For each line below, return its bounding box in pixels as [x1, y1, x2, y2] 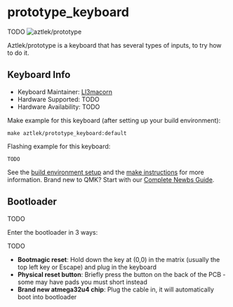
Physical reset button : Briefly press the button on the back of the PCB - [17, 270, 226, 278]
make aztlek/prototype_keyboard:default [7, 129, 128, 137]
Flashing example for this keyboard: [7, 142, 111, 150]
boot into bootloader [17, 292, 77, 301]
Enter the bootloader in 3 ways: [7, 228, 98, 236]
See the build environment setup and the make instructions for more [7, 168, 205, 176]
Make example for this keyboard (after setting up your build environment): [7, 116, 221, 124]
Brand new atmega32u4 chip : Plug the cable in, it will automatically [17, 285, 214, 294]
